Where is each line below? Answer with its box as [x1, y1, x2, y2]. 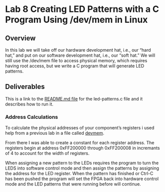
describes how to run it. [5, 101, 54, 107]
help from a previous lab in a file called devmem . [5, 130, 105, 136]
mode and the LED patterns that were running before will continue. [5, 181, 141, 187]
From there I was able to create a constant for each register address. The [5, 140, 155, 146]
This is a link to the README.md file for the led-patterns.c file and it [5, 96, 143, 101]
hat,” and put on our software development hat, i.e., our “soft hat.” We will [5, 52, 156, 58]
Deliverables [5, 83, 45, 91]
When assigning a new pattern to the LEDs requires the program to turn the [5, 160, 159, 166]
